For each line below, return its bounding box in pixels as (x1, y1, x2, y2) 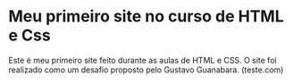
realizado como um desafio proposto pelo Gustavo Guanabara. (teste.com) (8, 64, 284, 75)
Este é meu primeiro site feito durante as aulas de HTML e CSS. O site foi (8, 55, 278, 65)
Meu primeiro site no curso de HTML (8, 6, 285, 27)
